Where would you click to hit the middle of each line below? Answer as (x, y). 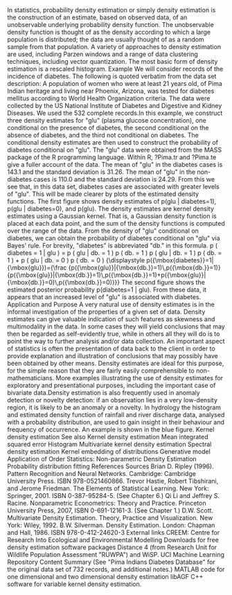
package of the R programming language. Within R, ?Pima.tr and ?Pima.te (112, 157)
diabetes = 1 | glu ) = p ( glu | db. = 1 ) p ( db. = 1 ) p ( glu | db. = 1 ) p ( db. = (115, 253)
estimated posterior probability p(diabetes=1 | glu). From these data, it (107, 290)
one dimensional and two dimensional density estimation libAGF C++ (105, 577)
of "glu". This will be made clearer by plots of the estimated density (103, 194)
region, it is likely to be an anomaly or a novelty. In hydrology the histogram (114, 407)
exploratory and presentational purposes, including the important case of (111, 385)
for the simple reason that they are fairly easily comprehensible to (101, 371)
